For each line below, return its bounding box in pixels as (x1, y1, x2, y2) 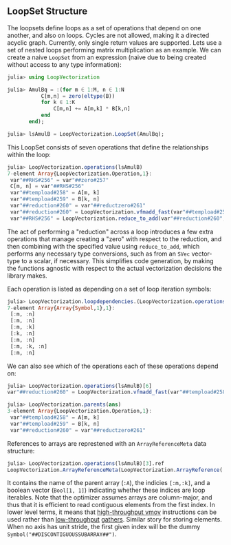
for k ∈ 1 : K (41, 99, 76, 106)
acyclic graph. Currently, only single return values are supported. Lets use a (7, 38, 222, 47)
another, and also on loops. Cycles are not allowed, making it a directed (7, 31, 210, 39)
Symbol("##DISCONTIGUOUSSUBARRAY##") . (7, 530, 117, 538)
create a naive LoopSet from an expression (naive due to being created (7, 53, 207, 61)
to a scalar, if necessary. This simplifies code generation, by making (21, 256, 214, 265)
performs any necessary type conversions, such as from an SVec (7, 249, 190, 258)
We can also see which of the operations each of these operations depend (7, 362, 219, 370)
